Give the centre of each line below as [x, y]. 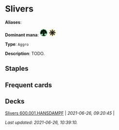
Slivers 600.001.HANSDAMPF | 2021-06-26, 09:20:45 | [60, 113]
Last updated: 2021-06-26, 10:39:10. [41, 122]
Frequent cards [29, 85]
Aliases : [13, 22]
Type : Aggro [17, 44]
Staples [17, 69]
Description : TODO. [25, 53]
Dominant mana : [22, 35]
